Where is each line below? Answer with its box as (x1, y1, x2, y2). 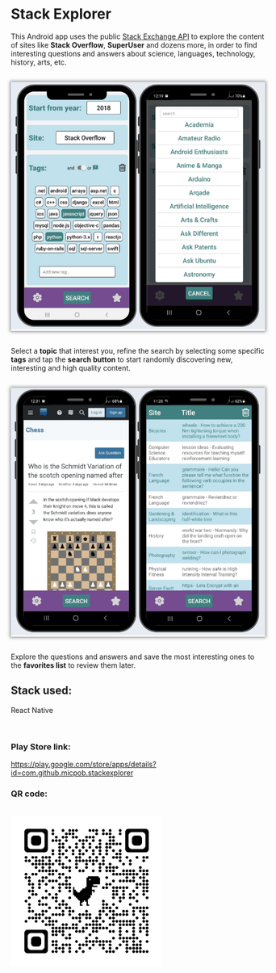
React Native (10, 705, 53, 715)
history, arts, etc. (10, 57, 67, 67)
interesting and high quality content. (10, 363, 132, 372)
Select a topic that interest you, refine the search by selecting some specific (10, 346, 265, 355)
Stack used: (10, 684, 73, 698)
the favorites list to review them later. (10, 660, 136, 670)
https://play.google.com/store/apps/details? (10, 760, 157, 769)
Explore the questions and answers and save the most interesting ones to (10, 652, 255, 661)
